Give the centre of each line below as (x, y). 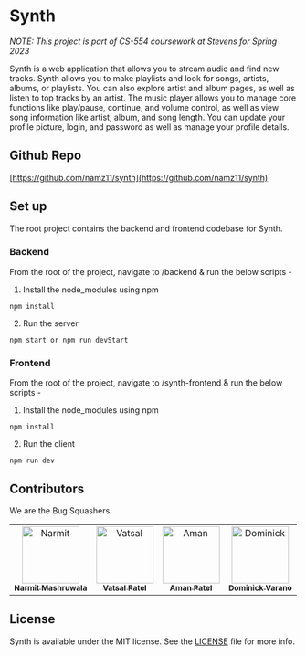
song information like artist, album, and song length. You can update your (148, 117)
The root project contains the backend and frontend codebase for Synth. (146, 228)
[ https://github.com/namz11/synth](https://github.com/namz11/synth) (139, 177)
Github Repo (46, 156)
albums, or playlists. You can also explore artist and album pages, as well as (152, 88)
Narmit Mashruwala (51, 587)
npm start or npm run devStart (69, 340)
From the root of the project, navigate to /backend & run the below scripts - (151, 271)
